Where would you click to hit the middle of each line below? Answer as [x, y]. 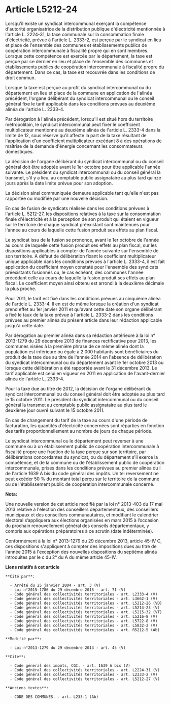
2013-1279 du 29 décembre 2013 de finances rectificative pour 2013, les [81, 341]
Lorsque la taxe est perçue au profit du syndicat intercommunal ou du [78, 87]
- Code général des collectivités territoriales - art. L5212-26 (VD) [86, 603]
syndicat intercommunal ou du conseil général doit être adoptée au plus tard [85, 394]
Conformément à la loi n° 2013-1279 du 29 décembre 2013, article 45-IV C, [84, 541]
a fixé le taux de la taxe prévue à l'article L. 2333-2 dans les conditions [79, 315]
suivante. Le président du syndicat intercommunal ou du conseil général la [83, 172]
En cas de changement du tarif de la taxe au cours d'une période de [77, 420]
